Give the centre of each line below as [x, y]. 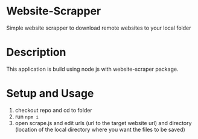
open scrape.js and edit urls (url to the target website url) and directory [103, 123]
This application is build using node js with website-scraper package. [92, 69]
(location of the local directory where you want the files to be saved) [100, 129]
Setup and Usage [50, 93]
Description [36, 52]
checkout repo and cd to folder [53, 110]
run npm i [27, 117]
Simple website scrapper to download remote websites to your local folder [99, 28]
